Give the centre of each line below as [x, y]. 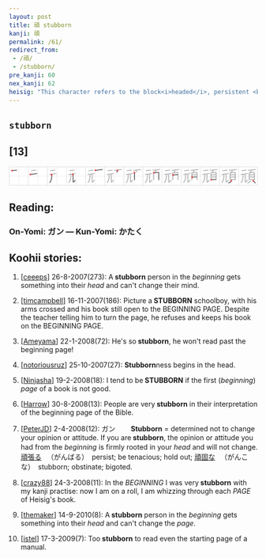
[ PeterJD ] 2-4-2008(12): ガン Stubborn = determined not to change [138, 429]
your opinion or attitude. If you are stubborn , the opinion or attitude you [137, 438]
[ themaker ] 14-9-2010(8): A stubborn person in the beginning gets [129, 515]
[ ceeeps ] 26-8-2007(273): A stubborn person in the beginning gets [131, 277]
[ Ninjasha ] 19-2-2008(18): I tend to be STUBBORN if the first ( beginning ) [138, 381]
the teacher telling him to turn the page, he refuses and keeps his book [136, 317]
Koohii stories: [45, 258]
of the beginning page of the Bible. [77, 412]
